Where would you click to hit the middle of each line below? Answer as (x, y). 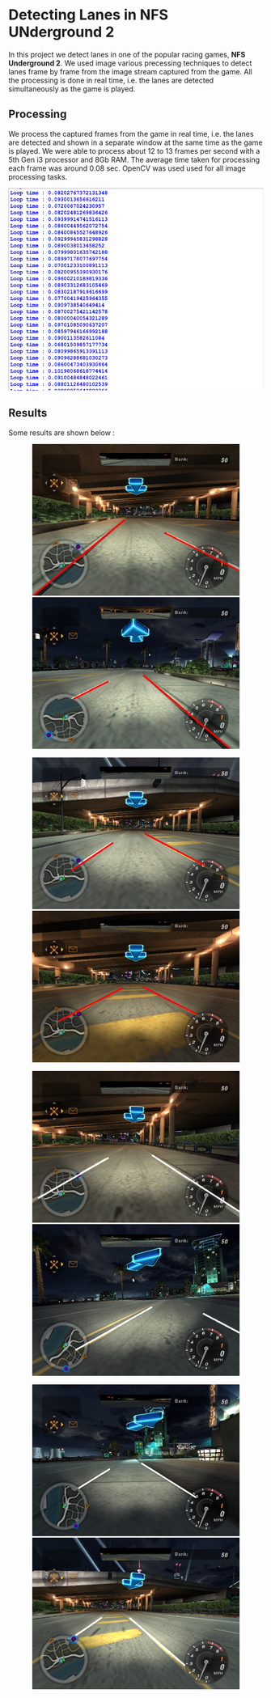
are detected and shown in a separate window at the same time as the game (135, 142)
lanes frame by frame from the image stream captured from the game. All (131, 71)
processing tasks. (38, 176)
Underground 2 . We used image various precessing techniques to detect (130, 63)
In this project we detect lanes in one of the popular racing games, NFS (127, 54)
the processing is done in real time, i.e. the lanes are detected (111, 80)
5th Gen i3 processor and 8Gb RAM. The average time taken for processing (134, 159)
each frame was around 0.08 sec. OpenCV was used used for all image (127, 168)
